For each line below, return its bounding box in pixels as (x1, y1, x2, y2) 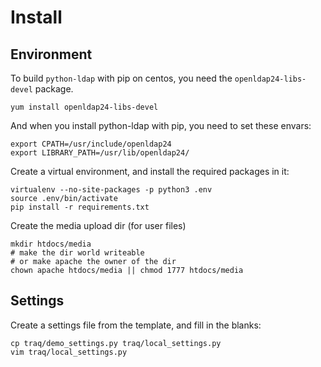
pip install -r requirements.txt (10, 202, 150, 212)
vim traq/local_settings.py (10, 347, 128, 357)
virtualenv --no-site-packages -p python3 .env (10, 185, 213, 195)
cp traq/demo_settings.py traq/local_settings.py (10, 338, 222, 348)
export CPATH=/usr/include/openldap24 (10, 139, 172, 149)
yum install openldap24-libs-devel (10, 102, 159, 112)
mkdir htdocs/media (10, 239, 92, 249)
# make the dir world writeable (10, 248, 145, 258)
